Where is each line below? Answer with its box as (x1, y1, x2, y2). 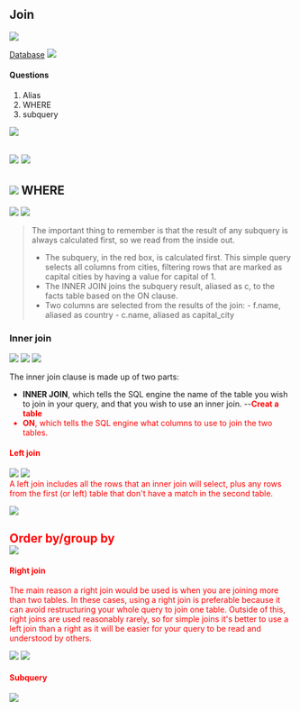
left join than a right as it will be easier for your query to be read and (9, 624, 261, 634)
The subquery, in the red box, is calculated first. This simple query (44, 252, 291, 263)
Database (9, 49, 45, 59)
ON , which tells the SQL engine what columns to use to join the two (22, 417, 273, 428)
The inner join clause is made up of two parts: (9, 371, 180, 382)
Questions (9, 69, 50, 80)
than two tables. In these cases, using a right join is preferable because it (9, 595, 281, 606)
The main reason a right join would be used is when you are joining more (9, 585, 279, 596)
